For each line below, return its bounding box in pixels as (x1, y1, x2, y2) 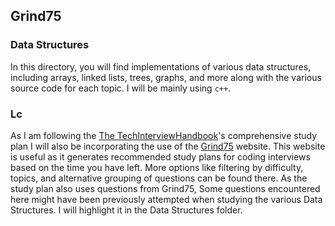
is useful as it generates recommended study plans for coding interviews (10, 150, 311, 163)
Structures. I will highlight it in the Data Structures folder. (10, 204, 243, 216)
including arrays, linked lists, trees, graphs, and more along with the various (10, 71, 322, 83)
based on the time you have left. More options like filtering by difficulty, (10, 161, 304, 173)
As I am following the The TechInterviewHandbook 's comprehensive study (10, 129, 318, 141)
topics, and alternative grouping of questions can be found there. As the (10, 172, 308, 184)
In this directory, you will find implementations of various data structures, (10, 60, 312, 73)
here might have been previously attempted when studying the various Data (10, 193, 323, 205)
